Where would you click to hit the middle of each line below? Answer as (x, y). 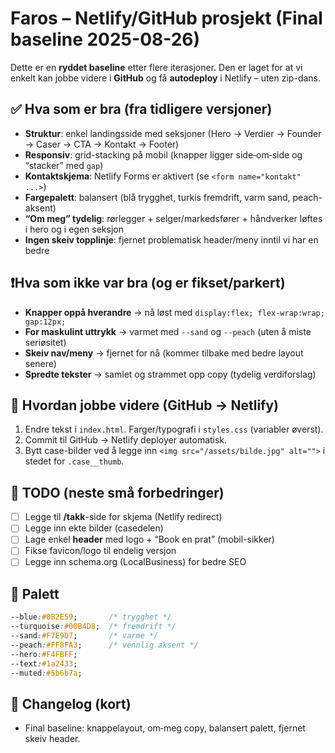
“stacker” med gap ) (64, 165)
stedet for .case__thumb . (74, 461)
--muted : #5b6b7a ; (46, 673)
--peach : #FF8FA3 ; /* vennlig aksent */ (104, 645)
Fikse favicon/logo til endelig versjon (100, 551)
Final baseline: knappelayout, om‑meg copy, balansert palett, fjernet (165, 728)
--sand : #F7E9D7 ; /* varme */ (84, 636)
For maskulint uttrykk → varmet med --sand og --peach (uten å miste (168, 331)
